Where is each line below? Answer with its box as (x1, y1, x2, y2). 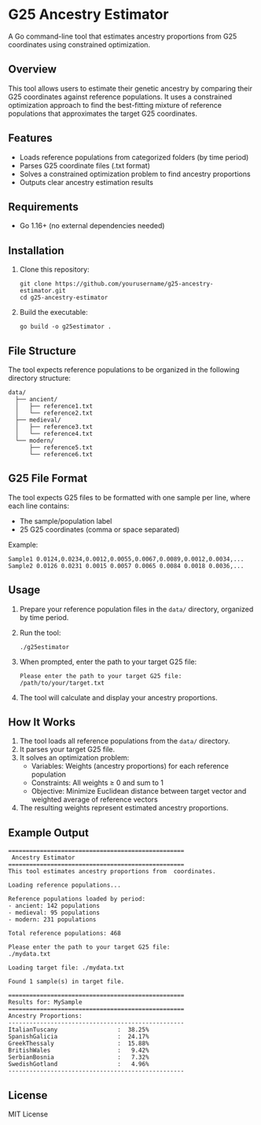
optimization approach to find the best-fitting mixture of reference (8, 100, 222, 109)
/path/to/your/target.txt (19, 679, 105, 687)
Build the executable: (19, 308, 88, 317)
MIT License (8, 1109, 49, 1119)
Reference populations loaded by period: (8, 895, 146, 903)
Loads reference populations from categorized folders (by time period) (19, 152, 249, 162)
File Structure (8, 344, 76, 357)
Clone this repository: (19, 265, 90, 275)
